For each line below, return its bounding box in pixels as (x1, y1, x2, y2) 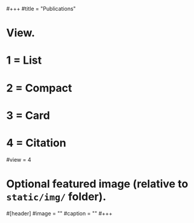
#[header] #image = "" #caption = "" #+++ (6, 210, 113, 217)
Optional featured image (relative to (6, 177, 189, 191)
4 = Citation (6, 136, 66, 150)
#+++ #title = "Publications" (6, 5, 77, 12)
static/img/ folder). (6, 189, 107, 203)
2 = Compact (6, 81, 72, 95)
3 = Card (6, 108, 50, 122)
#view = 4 (6, 156, 31, 163)
